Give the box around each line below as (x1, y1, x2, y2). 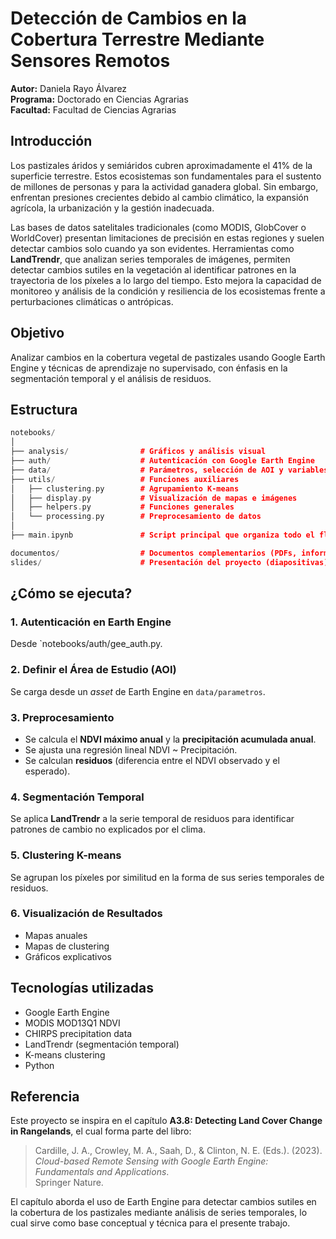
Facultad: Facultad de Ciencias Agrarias (10, 103, 177, 116)
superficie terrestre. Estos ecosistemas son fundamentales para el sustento (10, 170, 322, 182)
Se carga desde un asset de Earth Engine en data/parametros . (10, 685, 266, 697)
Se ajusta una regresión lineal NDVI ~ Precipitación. (24, 743, 238, 756)
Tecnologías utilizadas (10, 980, 154, 997)
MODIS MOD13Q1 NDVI (24, 1017, 121, 1029)
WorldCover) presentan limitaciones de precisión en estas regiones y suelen (10, 232, 325, 244)
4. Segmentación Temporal (10, 790, 145, 804)
